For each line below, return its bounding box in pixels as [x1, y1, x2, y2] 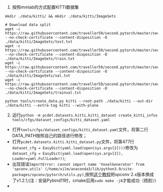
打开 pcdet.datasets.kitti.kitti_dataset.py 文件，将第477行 [12, 139, 134, 144]
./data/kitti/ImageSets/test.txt [5, 39, 73, 44]
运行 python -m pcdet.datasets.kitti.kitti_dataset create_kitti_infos [12, 112, 158, 118]
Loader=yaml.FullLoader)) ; [12, 156, 66, 161]
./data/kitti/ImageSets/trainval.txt [5, 90, 81, 95]
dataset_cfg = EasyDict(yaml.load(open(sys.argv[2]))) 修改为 [12, 145, 138, 150]
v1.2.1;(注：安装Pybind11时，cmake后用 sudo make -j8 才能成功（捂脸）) [16, 177, 156, 183]
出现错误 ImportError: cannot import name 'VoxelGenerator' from [12, 161, 145, 167]
